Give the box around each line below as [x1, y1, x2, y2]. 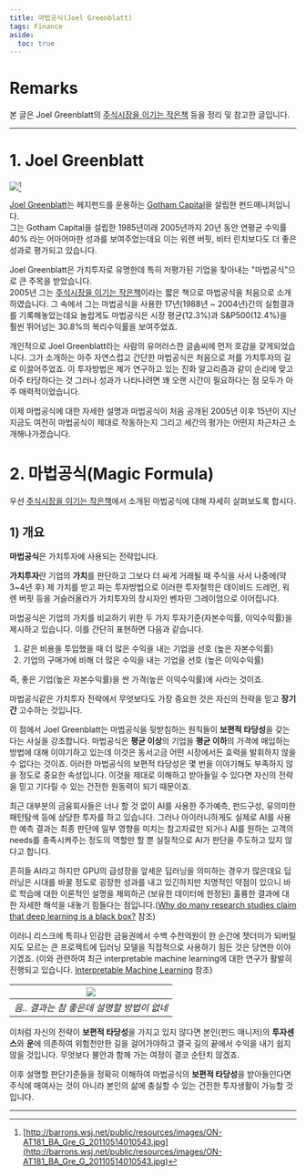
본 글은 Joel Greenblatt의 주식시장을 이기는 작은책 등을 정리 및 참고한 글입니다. [9, 109, 291, 120]
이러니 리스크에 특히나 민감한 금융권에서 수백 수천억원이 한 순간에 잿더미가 [9, 930, 272, 941]
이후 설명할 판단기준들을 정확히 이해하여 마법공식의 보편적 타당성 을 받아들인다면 [9, 1068, 291, 1079]
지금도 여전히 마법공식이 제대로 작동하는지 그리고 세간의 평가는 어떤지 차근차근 [9, 417, 287, 428]
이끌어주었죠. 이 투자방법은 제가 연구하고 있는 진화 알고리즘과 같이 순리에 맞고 [18, 363, 294, 374]
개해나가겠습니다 [9, 428, 69, 438]
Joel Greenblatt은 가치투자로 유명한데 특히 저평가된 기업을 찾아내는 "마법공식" [9, 263, 289, 274]
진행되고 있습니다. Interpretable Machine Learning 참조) [9, 964, 213, 975]
